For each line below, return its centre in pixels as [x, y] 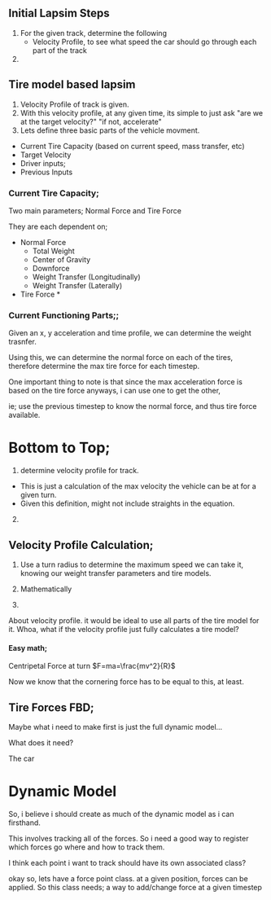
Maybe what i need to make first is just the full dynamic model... [116, 727]
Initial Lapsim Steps [59, 13]
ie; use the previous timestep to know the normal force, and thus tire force [133, 406]
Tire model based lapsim [72, 85]
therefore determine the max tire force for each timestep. [104, 367]
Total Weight [53, 251]
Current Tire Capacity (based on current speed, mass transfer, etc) [133, 146]
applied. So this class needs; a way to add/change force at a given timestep [135, 887]
